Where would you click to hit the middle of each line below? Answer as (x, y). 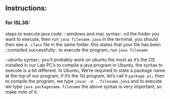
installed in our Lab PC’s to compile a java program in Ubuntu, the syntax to (84, 65)
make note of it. (22, 92)
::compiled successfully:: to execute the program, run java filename (77, 49)
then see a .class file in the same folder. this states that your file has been (83, 44)
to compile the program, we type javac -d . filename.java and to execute (83, 81)
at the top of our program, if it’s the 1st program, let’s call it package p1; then (85, 76)
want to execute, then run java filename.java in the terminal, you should (82, 39)
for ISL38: (18, 23)
